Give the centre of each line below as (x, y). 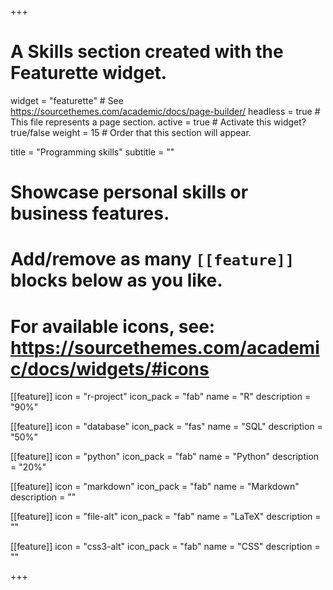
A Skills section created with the (147, 52)
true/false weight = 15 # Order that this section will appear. (131, 132)
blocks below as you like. (116, 280)
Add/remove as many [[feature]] (152, 259)
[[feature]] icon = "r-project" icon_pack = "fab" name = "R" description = (161, 397)
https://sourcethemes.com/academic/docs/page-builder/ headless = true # (165, 111)
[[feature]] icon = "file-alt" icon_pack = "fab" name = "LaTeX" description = (166, 517)
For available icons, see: (113, 326)
